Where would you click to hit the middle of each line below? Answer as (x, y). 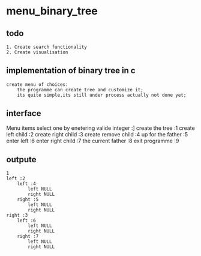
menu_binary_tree (52, 11)
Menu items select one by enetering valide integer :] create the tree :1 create (100, 128)
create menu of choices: (37, 84)
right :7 (28, 236)
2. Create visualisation (37, 52)
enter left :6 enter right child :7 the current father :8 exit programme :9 (93, 141)
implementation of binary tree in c (71, 71)
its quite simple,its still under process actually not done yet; (102, 95)
